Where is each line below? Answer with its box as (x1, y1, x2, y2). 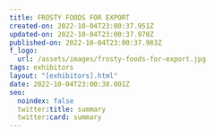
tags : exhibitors (9, 64, 74, 72)
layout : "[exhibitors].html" (9, 72, 118, 81)
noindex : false (17, 96, 74, 106)
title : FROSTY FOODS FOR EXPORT (9, 13, 130, 22)
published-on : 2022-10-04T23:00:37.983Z (9, 38, 163, 47)
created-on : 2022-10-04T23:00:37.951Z (9, 21, 154, 30)
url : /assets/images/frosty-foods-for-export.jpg (17, 55, 206, 64)
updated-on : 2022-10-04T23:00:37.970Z (9, 30, 154, 38)
